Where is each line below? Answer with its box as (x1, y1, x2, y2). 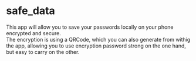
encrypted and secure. (6, 29, 62, 36)
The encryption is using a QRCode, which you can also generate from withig (6, 36, 191, 43)
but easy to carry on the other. (6, 48, 80, 55)
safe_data (6, 4, 56, 18)
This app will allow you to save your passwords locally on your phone (6, 23, 174, 30)
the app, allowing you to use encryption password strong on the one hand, (6, 42, 187, 49)
